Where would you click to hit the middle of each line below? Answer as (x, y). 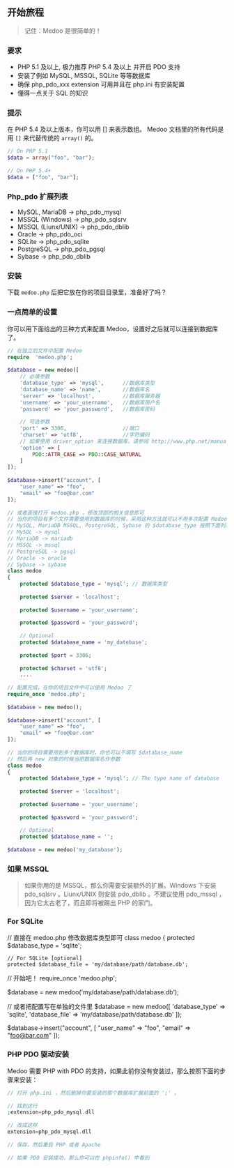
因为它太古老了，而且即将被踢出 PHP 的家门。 (90, 903)
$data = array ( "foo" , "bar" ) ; (51, 158)
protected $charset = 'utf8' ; (64, 668)
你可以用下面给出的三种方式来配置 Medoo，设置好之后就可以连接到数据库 (113, 328)
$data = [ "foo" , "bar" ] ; (43, 177)
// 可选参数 (35, 422)
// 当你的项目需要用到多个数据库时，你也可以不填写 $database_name (95, 752)
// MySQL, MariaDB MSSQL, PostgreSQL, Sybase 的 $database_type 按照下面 (114, 526)
